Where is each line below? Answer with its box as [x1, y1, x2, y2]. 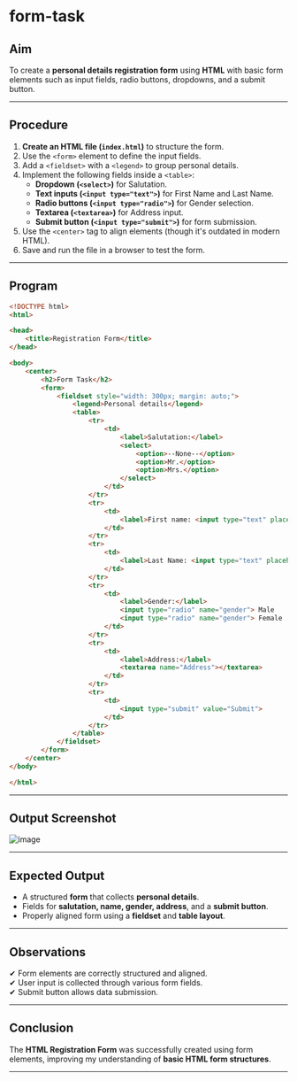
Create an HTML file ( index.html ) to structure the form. [21, 141, 225, 151]
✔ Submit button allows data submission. [9, 987, 159, 998]
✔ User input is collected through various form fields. [9, 977, 203, 988]
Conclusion [9, 1021, 74, 1036]
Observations [9, 945, 87, 960]
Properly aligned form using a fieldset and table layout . [21, 910, 225, 922]
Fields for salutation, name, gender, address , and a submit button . [21, 901, 269, 912]
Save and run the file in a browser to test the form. [21, 244, 206, 255]
